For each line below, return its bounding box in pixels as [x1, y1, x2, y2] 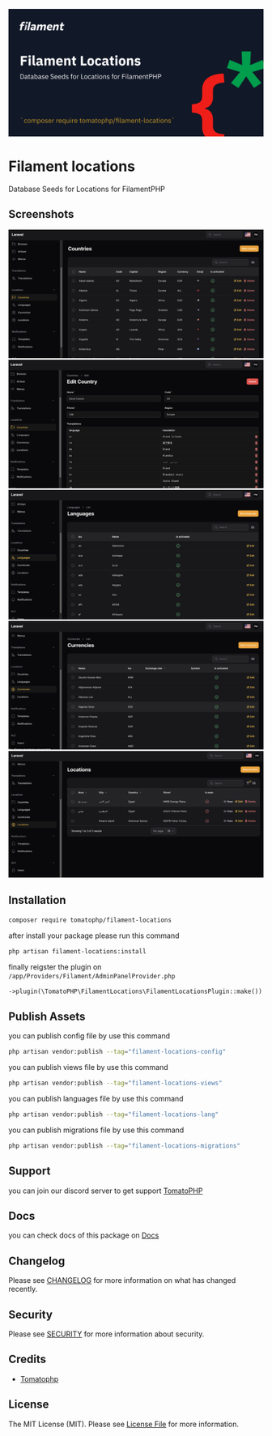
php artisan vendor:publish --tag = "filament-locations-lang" [8, 1110, 219, 1119]
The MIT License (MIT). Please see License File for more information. [8, 1419, 239, 1429]
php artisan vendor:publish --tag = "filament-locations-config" [8, 1048, 227, 1056]
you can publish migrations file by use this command [8, 1125, 185, 1135]
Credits [8, 1353, 47, 1366]
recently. [8, 1285, 38, 1294]
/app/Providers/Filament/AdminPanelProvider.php [8, 972, 176, 980]
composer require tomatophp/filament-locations [8, 916, 172, 924]
